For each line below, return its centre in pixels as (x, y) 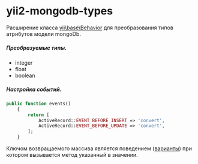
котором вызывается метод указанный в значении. (72, 155)
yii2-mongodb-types (59, 11)
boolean (25, 75)
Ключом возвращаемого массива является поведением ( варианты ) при (99, 148)
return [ (39, 115)
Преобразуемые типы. (37, 48)
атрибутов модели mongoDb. (43, 34)
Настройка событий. (34, 89)
